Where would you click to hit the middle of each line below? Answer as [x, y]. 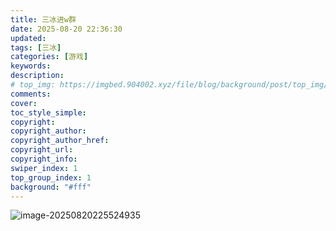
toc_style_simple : [48, 112]
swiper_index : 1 [44, 168]
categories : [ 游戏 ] [49, 57]
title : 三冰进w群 [43, 19]
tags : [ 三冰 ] [36, 47]
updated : [28, 38]
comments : [31, 94]
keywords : [31, 66]
